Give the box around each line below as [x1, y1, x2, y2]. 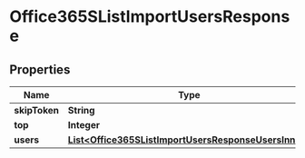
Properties [9, 62, 71, 77]
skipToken [14, 104, 60, 116]
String [67, 104, 95, 116]
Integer [67, 119, 100, 131]
